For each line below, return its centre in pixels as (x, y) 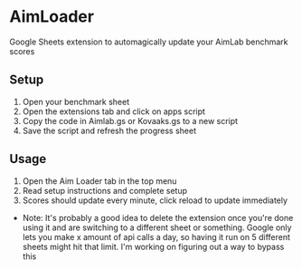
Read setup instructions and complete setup (105, 190)
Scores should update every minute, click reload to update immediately (155, 200)
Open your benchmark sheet (76, 101)
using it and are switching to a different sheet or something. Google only (157, 227)
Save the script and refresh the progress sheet (109, 130)
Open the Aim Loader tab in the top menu (99, 181)
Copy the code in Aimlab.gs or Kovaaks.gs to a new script (130, 120)
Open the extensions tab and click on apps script (114, 111)
